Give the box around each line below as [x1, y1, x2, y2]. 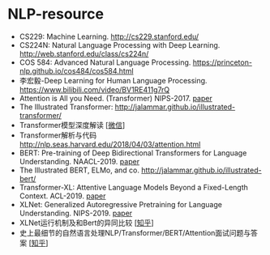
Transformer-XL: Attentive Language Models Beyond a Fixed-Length [19, 182, 249, 192]
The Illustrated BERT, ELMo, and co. [19, 165, 139, 175]
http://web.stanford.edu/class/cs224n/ [19, 49, 149, 58]
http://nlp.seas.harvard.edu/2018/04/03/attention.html [19, 139, 201, 149]
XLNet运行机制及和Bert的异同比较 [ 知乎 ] [19, 218, 155, 227]
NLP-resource [7, 5, 105, 23]
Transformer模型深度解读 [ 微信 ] [19, 120, 126, 130]
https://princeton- [192, 57, 253, 67]
